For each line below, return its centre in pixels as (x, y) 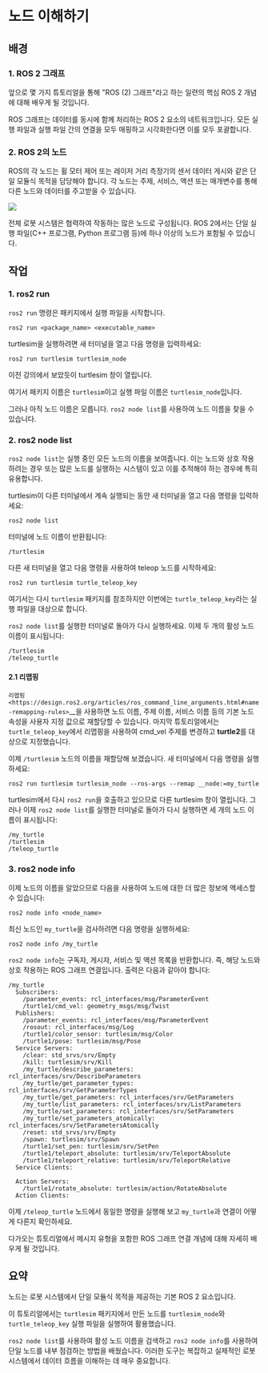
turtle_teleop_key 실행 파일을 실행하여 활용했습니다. (92, 1324)
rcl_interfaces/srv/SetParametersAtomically (84, 1125)
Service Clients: (44, 1167)
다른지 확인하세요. (44, 1221)
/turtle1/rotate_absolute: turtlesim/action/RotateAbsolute (125, 1188)
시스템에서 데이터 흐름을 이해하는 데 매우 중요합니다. (89, 1361)
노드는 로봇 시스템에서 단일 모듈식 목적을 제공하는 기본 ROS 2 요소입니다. (122, 1297)
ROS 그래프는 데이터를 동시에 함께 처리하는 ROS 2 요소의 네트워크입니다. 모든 (129, 119)
